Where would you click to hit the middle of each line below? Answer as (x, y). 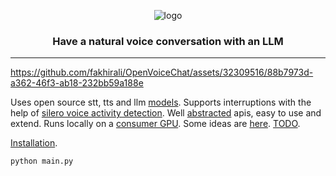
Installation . (34, 143)
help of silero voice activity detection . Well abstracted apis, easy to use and (166, 113)
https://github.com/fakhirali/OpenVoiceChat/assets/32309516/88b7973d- (162, 72)
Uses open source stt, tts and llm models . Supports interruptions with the (161, 102)
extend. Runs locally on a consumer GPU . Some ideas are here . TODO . (155, 124)
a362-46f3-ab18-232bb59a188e (77, 83)
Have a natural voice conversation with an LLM (168, 41)
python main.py (42, 161)
